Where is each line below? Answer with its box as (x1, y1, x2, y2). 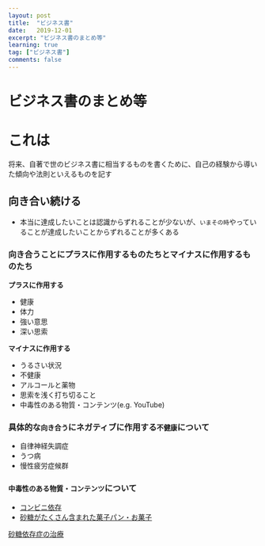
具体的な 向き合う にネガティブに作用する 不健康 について (8, 422, 210, 433)
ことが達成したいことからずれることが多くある (26, 227, 180, 236)
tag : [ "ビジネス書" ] (8, 48, 70, 56)
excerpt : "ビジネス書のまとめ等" (8, 33, 107, 42)
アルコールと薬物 (19, 380, 76, 390)
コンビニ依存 (19, 502, 62, 512)
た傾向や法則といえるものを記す (8, 170, 112, 178)
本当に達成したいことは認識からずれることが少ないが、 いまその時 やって (19, 217, 251, 227)
